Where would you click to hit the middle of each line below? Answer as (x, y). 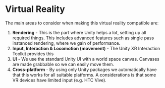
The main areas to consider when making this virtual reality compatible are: (82, 23)
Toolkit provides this (33, 54)
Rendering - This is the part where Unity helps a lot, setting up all (79, 32)
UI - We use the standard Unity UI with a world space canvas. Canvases (86, 59)
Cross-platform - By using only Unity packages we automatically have (84, 69)
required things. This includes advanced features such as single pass (83, 38)
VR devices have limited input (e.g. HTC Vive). (59, 80)
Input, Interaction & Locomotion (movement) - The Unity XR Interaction (86, 48)
